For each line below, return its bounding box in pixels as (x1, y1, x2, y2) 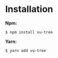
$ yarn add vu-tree (5, 48, 46, 53)
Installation (5, 3, 53, 15)
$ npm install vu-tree (5, 29, 53, 34)
